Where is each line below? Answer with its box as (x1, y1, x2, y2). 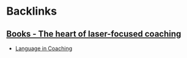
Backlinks (6, 4, 57, 18)
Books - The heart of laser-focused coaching (6, 29, 182, 39)
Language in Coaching (15, 45, 72, 52)
